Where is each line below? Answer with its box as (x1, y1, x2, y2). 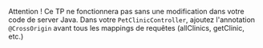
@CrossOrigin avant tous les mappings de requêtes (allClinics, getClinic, (8, 24, 245, 32)
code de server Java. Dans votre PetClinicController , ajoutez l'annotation (8, 15, 255, 24)
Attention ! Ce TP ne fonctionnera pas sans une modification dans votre (8, 7, 245, 16)
